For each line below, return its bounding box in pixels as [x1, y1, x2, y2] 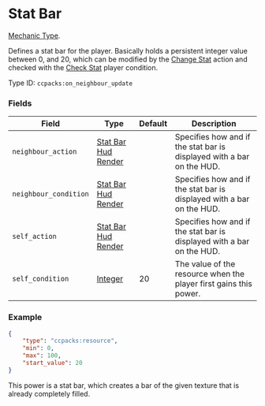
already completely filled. [8, 389, 91, 398]
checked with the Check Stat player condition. [8, 62, 159, 72]
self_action [12, 232, 58, 241]
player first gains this [174, 278, 252, 289]
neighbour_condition [12, 190, 89, 199]
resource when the [174, 269, 245, 280]
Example [8, 312, 43, 323]
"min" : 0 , [22, 345, 55, 352]
